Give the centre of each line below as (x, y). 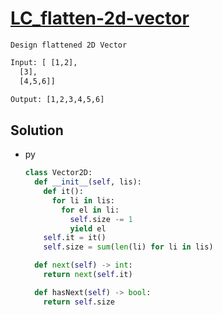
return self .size (79, 302)
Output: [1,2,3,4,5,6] (57, 99)
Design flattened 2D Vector (69, 45)
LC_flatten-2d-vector (100, 18)
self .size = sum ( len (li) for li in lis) (128, 247)
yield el (88, 228)
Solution (37, 130)
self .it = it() (75, 238)
